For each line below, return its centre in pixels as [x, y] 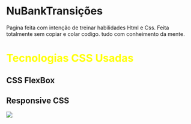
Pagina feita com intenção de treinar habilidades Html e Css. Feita [88, 28]
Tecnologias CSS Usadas [70, 58]
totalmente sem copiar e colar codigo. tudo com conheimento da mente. [95, 34]
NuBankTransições [55, 11]
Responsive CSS [38, 100]
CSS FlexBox [31, 80]
